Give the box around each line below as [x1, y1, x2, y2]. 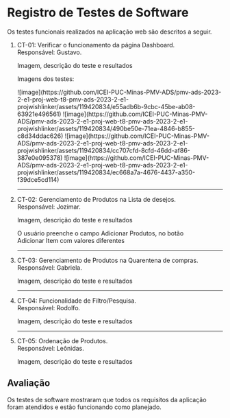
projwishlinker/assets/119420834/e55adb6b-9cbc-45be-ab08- [16, 102, 196, 111]
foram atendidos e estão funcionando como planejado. [7, 403, 162, 411]
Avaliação [7, 378, 51, 389]
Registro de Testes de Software [7, 5, 189, 21]
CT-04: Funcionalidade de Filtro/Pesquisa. [16, 297, 137, 305]
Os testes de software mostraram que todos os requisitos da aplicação [7, 395, 207, 404]
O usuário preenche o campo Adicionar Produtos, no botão [16, 229, 184, 237]
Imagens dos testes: [16, 74, 75, 83]
